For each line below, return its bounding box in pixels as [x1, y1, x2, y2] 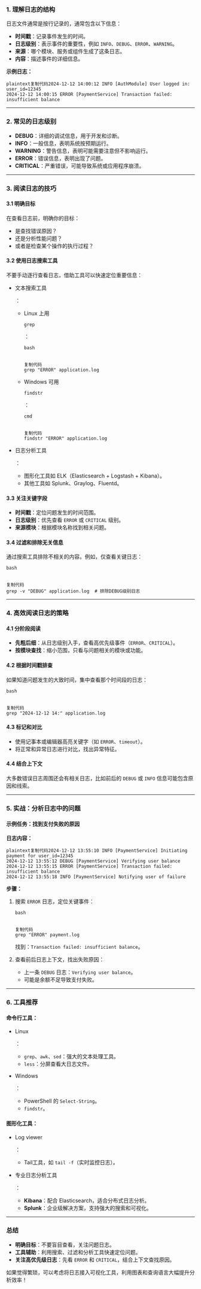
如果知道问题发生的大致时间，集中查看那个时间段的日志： [6, 676, 148, 683]
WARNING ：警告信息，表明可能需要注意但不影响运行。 [14, 147, 151, 154]
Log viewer [14, 1133, 43, 1140]
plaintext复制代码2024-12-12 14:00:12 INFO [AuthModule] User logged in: [6, 81, 190, 87]
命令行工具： [6, 1014, 38, 1021]
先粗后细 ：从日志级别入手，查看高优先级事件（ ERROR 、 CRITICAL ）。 [14, 639, 178, 646]
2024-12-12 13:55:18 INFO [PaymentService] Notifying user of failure [6, 874, 186, 880]
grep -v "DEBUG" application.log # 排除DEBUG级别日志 [6, 588, 141, 594]
